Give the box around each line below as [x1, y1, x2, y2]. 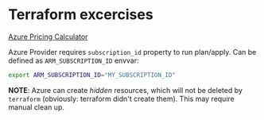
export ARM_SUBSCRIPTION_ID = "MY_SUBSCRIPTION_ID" [8, 71, 177, 79]
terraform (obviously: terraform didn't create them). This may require [8, 94, 235, 103]
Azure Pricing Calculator [8, 32, 88, 41]
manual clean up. [8, 102, 65, 112]
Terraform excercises [8, 6, 153, 24]
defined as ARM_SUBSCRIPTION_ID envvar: [8, 56, 139, 65]
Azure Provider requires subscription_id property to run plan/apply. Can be [8, 47, 257, 56]
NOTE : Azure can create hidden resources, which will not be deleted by [8, 85, 243, 95]
